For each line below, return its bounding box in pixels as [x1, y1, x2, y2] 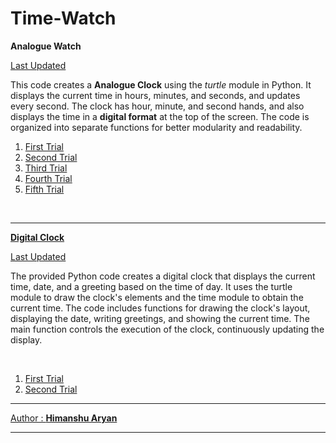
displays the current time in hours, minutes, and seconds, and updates [10, 89, 301, 101]
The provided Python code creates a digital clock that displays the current [10, 270, 316, 282]
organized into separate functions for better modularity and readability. [10, 121, 303, 133]
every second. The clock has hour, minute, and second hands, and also [10, 100, 305, 112]
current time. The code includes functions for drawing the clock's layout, [10, 302, 311, 314]
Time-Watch [10, 7, 117, 30]
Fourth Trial [24, 172, 73, 184]
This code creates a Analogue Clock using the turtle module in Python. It [10, 78, 312, 91]
